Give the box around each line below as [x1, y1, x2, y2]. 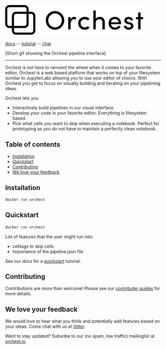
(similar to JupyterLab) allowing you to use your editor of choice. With [5, 75, 147, 81]
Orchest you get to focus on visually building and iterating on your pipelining [5, 80, 161, 86]
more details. [5, 291, 32, 297]
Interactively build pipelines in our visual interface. [12, 105, 115, 111]
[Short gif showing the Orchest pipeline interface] [5, 50, 106, 56]
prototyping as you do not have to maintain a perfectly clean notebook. [12, 126, 157, 132]
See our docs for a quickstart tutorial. [5, 258, 82, 264]
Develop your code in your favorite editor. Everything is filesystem [12, 110, 147, 116]
